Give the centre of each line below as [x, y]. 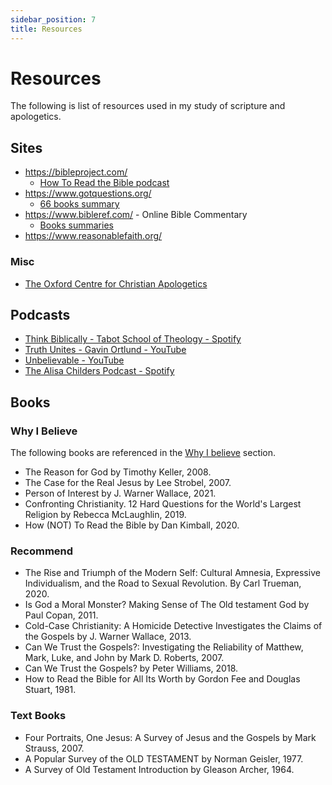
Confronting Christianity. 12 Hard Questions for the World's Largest [163, 504]
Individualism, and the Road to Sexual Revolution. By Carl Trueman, [163, 583]
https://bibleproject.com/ [76, 172]
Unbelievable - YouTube [74, 360]
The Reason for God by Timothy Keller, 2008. [118, 472]
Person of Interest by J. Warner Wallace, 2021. [120, 493]
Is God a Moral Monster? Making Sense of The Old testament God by [167, 605]
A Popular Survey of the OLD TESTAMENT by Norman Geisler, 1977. [164, 758]
